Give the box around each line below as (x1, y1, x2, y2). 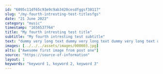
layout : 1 (5, 57, 25, 62)
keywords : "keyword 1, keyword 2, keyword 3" (5, 61, 98, 66)
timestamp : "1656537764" (5, 25, 55, 30)
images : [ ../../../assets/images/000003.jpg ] (5, 43, 98, 48)
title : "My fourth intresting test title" (5, 30, 92, 35)
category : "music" (5, 20, 42, 26)
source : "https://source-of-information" (5, 52, 90, 57)
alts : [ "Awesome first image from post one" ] (5, 48, 98, 53)
